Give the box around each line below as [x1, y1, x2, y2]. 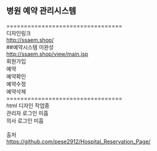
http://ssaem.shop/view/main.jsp [6, 50, 89, 58]
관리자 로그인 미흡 [6, 109, 48, 116]
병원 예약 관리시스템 [6, 5, 76, 16]
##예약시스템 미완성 [6, 43, 54, 50]
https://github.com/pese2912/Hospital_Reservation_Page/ [6, 138, 151, 145]
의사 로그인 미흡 [6, 117, 44, 124]
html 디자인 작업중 [6, 102, 50, 109]
